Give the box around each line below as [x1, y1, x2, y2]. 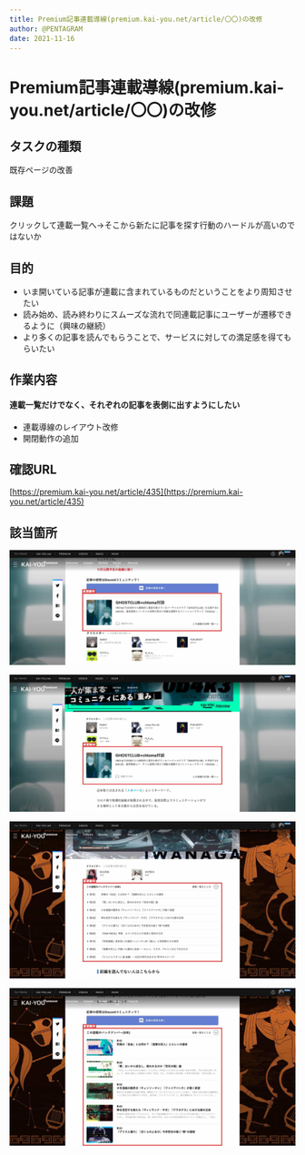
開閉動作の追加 [22, 432, 79, 443]
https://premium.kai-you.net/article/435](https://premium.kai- [12, 487, 243, 498]
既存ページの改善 [9, 165, 74, 176]
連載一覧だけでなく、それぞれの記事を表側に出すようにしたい [9, 399, 241, 410]
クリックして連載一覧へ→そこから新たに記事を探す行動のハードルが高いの [9, 219, 288, 231]
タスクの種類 [9, 138, 82, 154]
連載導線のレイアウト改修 [22, 421, 119, 432]
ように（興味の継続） [30, 320, 111, 331]
